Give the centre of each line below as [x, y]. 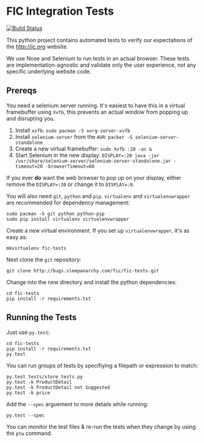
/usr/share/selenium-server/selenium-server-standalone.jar [93, 161]
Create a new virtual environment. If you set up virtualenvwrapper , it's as [98, 230]
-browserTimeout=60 [70, 166]
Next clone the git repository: [44, 259]
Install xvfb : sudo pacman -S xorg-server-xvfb [72, 130]
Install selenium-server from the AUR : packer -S [74, 136]
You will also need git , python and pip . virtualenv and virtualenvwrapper [98, 196]
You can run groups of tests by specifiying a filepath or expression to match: [102, 365]
